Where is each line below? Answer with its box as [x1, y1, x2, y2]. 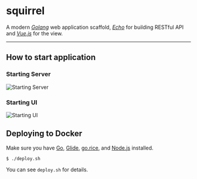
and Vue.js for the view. [6, 29, 63, 37]
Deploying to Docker [6, 128, 83, 139]
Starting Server [6, 70, 51, 78]
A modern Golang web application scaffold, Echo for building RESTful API [6, 24, 184, 31]
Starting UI [6, 98, 38, 107]
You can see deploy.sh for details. [6, 166, 89, 173]
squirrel [6, 4, 45, 18]
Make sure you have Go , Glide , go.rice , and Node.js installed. [6, 144, 154, 151]
